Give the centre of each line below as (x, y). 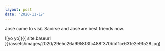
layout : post (19, 10)
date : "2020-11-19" (25, 14)
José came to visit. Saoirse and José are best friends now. (65, 28)
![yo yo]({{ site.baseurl (28, 38)
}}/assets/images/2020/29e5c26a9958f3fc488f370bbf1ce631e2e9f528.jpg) (83, 43)
